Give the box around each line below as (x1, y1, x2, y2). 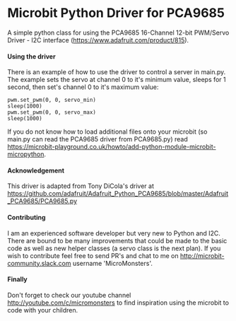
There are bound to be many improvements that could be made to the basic (7, 236, 228, 245)
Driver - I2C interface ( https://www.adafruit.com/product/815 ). (7, 35, 189, 44)
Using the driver (7, 52, 56, 61)
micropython (7, 150, 45, 158)
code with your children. (7, 305, 78, 314)
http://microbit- (179, 251, 225, 259)
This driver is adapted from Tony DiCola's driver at (7, 182, 154, 190)
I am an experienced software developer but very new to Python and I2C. (7, 228, 221, 238)
